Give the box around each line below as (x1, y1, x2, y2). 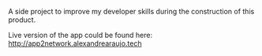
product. (8, 15, 36, 24)
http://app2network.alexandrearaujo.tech (8, 39, 142, 48)
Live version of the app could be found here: (8, 31, 152, 39)
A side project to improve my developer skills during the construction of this (8, 7, 255, 16)
